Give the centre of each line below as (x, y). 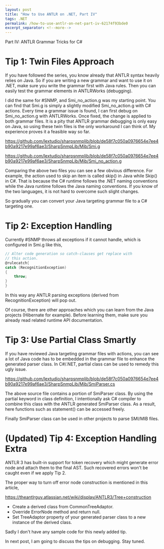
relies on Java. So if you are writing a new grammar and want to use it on (79, 80)
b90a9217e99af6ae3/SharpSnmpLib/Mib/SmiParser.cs (60, 384)
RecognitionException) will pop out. (41, 300)
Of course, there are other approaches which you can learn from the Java (80, 310)
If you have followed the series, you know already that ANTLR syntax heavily (82, 75)
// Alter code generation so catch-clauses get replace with (69, 254)
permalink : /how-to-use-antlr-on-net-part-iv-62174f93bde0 (67, 23)
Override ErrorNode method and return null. (56, 512)
